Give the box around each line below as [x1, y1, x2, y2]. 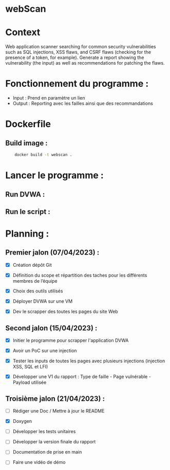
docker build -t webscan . [14, 152, 72, 158]
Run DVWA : [5, 190, 45, 199]
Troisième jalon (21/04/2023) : [5, 394, 105, 403]
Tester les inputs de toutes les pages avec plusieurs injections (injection [12, 358, 165, 364]
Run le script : [5, 207, 50, 216]
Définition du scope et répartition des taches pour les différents [12, 272, 147, 278]
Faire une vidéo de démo [12, 459, 66, 465]
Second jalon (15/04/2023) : [5, 324, 98, 332]
